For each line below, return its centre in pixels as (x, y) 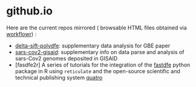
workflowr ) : (21, 34)
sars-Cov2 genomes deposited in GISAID (66, 58)
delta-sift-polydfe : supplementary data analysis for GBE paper (93, 46)
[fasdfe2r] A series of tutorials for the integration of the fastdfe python (103, 65)
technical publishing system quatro (59, 77)
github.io (30, 11)
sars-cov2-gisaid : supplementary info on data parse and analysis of (100, 52)
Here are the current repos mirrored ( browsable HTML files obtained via (97, 28)
